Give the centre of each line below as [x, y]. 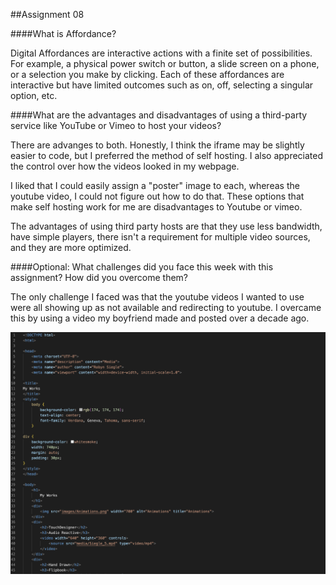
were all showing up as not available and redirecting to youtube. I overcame [166, 307]
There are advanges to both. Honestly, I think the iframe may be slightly [157, 145]
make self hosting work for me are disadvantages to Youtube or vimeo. [156, 207]
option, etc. [34, 95]
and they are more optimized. [71, 247]
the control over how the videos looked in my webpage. [125, 166]
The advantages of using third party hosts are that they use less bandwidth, [166, 226]
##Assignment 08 [47, 14]
